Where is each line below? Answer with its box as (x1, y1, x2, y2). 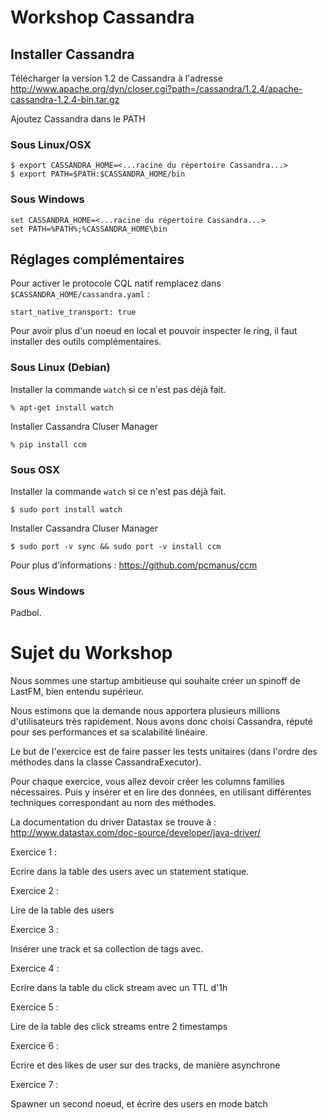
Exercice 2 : (10, 885, 59, 897)
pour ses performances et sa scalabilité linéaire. (10, 726, 208, 738)
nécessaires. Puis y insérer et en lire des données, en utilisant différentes (10, 786, 312, 798)
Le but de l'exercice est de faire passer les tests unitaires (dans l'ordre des (10, 746, 318, 758)
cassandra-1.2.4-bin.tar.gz (10, 94, 120, 105)
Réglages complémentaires (10, 251, 185, 268)
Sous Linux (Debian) (10, 361, 111, 375)
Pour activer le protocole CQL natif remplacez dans (10, 277, 222, 290)
